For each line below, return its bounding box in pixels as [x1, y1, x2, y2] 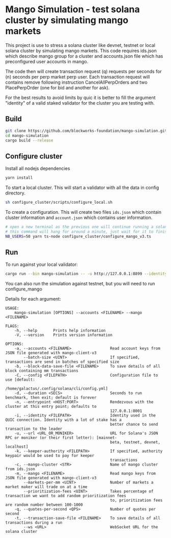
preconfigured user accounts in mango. [5, 58, 89, 64]
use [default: [5, 377, 36, 382]
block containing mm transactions [5, 369, 79, 374]
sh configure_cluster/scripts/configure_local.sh [5, 200, 113, 205]
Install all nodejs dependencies [5, 165, 70, 172]
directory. [5, 190, 25, 196]
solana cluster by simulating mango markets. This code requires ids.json [5, 47, 157, 54]
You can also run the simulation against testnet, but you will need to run [5, 281, 155, 287]
